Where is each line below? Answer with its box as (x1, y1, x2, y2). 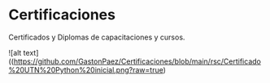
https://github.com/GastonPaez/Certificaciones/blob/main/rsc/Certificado (13, 56, 262, 66)
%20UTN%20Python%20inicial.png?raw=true (8, 64, 164, 74)
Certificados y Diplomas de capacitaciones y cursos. (8, 32, 185, 42)
